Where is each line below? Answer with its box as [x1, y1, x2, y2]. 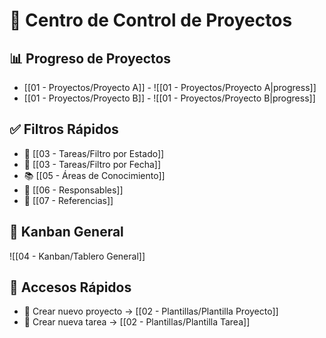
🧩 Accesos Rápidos [9, 279, 132, 296]
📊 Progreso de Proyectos [9, 50, 172, 67]
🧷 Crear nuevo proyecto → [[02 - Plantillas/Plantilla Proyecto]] [23, 305, 279, 318]
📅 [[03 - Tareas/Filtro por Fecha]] [23, 158, 162, 170]
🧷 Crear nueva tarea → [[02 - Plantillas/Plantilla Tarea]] [23, 316, 251, 328]
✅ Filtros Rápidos [9, 121, 119, 138]
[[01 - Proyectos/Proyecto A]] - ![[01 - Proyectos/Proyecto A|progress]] [23, 82, 317, 93]
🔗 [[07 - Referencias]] [23, 194, 114, 206]
